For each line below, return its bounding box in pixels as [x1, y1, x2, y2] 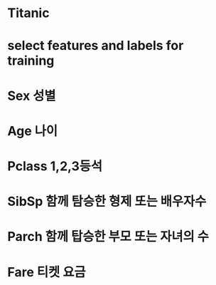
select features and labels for [7, 38, 184, 54]
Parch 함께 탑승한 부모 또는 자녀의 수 [7, 229, 210, 245]
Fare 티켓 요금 [7, 264, 86, 280]
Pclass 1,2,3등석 [7, 158, 103, 174]
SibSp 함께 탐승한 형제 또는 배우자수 [7, 194, 207, 209]
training [7, 53, 55, 69]
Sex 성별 [7, 88, 56, 104]
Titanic [7, 5, 50, 21]
